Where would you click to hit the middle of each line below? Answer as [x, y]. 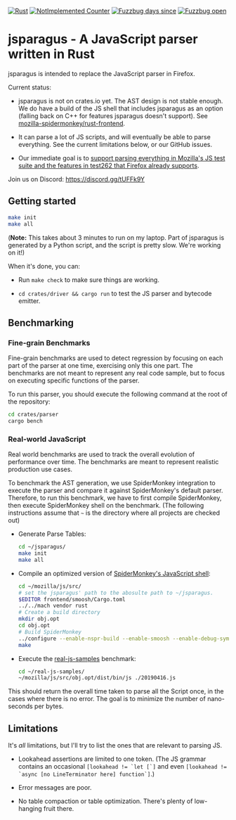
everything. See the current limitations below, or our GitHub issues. [115, 144]
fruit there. [59, 809]
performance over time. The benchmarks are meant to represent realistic [113, 462]
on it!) [17, 252]
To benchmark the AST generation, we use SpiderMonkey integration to [112, 483]
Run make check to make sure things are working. [89, 280]
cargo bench [25, 421]
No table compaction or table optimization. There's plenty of [105, 801]
